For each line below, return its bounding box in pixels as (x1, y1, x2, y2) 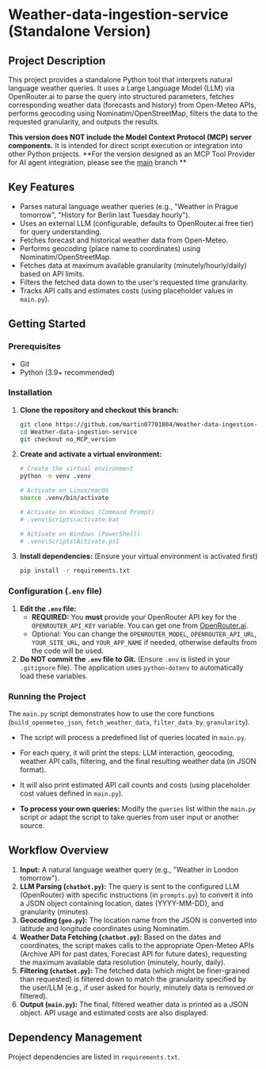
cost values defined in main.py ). (19, 788, 124, 798)
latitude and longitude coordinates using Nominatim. (19, 923, 191, 933)
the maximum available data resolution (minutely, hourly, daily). (19, 957, 226, 967)
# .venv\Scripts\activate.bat (19, 515, 120, 524)
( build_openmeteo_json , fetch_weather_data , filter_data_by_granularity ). (8, 717, 251, 727)
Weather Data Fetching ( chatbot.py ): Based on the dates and (19, 932, 222, 941)
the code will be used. (31, 646, 104, 655)
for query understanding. (19, 227, 102, 236)
